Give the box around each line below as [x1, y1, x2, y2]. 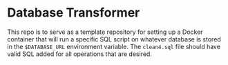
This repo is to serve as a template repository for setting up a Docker [7, 28, 203, 36]
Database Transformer [7, 5, 140, 21]
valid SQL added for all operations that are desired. [7, 50, 152, 58]
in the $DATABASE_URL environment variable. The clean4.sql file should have [7, 42, 221, 50]
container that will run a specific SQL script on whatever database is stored [7, 35, 221, 43]
